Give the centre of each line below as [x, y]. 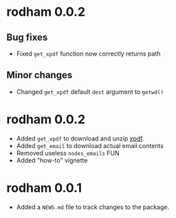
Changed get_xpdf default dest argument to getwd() [90, 92]
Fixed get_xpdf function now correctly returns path [88, 53]
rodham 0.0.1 [44, 187]
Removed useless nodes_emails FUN [68, 153]
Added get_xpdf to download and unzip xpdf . [80, 138]
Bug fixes [27, 37]
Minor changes [40, 75]
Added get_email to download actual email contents [90, 145]
